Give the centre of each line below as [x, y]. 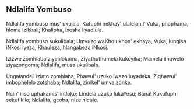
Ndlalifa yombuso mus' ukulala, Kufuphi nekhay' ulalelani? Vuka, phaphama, [97, 23]
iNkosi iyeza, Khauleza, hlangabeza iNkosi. [57, 47]
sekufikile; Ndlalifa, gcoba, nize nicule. [52, 100]
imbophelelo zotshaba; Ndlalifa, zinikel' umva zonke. [69, 82]
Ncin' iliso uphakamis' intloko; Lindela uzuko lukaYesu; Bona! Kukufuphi [92, 93]
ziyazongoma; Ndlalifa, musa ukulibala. [53, 65]
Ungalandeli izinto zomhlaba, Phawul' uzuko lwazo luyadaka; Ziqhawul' [91, 76]
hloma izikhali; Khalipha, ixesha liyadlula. [55, 30]
